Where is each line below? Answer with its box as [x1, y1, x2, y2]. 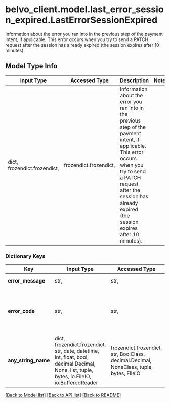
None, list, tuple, [55, 367, 94, 374]
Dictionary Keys [5, 252, 46, 259]
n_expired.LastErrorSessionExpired [5, 14, 158, 26]
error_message [8, 277, 46, 285]
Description [120, 77, 149, 84]
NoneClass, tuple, [110, 364, 153, 371]
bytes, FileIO [110, 370, 141, 377]
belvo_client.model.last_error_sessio [5, 4, 164, 15]
